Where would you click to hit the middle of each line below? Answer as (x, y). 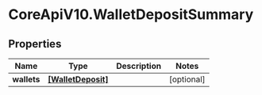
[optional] (187, 79)
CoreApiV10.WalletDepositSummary (131, 15)
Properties (35, 44)
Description (139, 66)
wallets (26, 79)
